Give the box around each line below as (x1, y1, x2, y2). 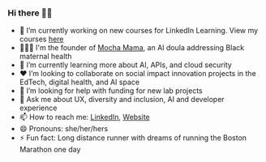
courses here (19, 34, 64, 44)
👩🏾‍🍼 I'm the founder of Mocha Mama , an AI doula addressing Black (19, 43, 245, 53)
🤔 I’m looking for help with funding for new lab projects (19, 86, 204, 96)
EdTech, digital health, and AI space (19, 77, 139, 87)
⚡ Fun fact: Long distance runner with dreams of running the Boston (19, 133, 247, 143)
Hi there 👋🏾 (7, 7, 53, 19)
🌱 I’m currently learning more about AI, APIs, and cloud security (19, 60, 232, 70)
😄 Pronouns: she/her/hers (19, 124, 109, 134)
